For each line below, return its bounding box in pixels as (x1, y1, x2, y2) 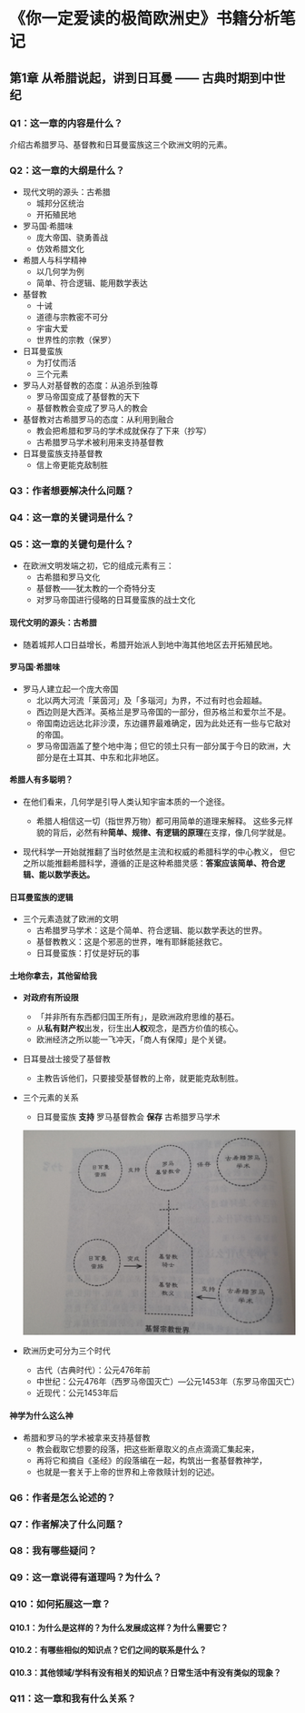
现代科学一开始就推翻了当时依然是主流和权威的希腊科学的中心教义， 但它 (22, 846, 296, 856)
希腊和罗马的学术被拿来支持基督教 (22, 1432, 151, 1443)
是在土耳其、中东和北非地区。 (52, 752, 164, 763)
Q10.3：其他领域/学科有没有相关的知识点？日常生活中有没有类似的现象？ (9, 1667, 281, 1678)
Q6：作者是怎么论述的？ (9, 1491, 116, 1504)
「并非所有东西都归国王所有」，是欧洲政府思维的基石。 (35, 1011, 240, 1022)
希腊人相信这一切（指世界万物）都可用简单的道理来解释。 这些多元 (35, 816, 286, 826)
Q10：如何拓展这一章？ (9, 1598, 112, 1611)
